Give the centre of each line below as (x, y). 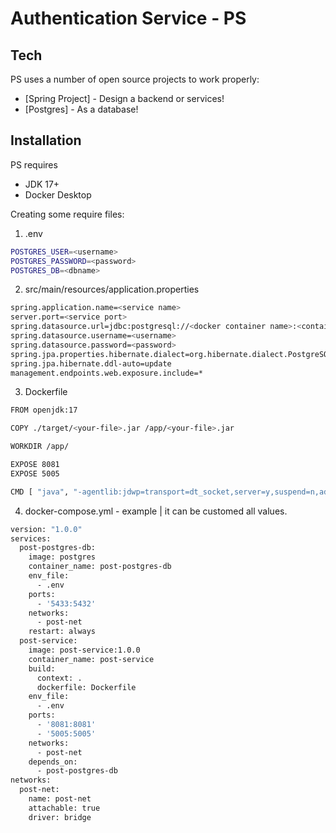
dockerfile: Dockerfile (86, 687)
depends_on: (53, 762)
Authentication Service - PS (128, 18)
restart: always (62, 632)
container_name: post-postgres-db (100, 567)
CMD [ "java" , (40, 492)
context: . (59, 678)
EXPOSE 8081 (35, 465)
